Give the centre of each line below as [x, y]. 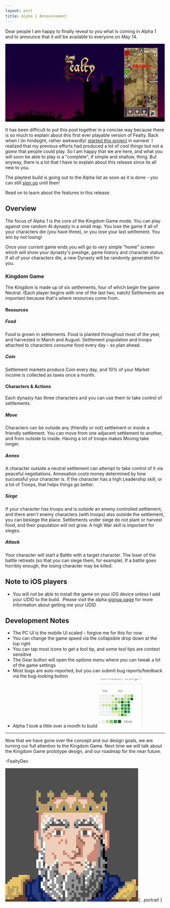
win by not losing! [24, 237]
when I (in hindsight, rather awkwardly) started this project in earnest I [79, 141]
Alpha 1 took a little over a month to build [55, 726]
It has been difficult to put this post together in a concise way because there [85, 130]
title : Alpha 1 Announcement [36, 16]
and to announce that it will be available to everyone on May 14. [71, 37]
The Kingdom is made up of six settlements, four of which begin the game [82, 288]
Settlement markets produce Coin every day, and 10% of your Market [77, 369]
